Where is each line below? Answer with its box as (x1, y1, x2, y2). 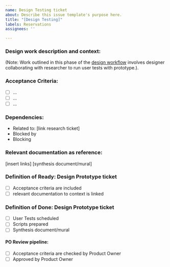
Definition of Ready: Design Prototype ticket (5, 173, 117, 180)
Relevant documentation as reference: (5, 149, 103, 156)
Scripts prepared (12, 221, 48, 227)
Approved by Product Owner (12, 256, 73, 262)
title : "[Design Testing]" (5, 17, 63, 22)
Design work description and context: (5, 48, 101, 55)
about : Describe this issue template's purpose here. (5, 12, 123, 17)
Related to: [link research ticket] (12, 126, 80, 132)
